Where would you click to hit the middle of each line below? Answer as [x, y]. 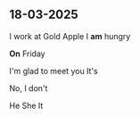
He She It [26, 105]
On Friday [28, 54]
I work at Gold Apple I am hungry [70, 36]
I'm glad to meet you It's [54, 71]
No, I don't [29, 88]
